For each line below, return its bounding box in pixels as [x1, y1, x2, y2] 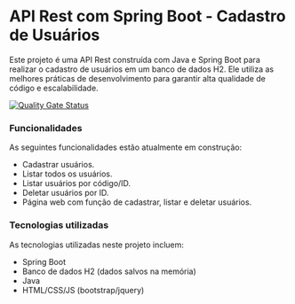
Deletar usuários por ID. [21, 188, 109, 199]
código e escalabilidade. [9, 82, 100, 93]
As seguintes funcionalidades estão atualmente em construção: [9, 142, 243, 152]
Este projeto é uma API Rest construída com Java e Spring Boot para [9, 54, 260, 65]
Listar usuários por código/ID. [21, 178, 132, 189]
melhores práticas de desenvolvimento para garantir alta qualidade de [9, 73, 267, 83]
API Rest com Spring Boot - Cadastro [9, 6, 286, 27]
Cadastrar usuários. [21, 160, 95, 170]
